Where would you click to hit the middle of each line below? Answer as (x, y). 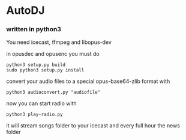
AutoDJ (25, 11)
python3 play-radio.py (34, 115)
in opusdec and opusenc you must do (53, 54)
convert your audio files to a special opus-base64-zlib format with (88, 81)
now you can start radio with (41, 103)
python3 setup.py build (36, 65)
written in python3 (34, 29)
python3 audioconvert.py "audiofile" (53, 93)
